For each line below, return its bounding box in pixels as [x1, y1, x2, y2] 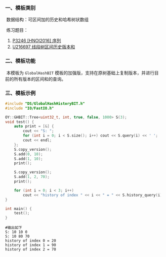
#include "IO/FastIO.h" [5, 106, 54, 111]
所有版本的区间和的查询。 [13, 76, 66, 82]
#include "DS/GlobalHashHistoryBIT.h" [5, 101, 85, 106]
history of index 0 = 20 [5, 238, 56, 244]
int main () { [5, 206, 32, 211]
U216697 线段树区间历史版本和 [12, 44, 76, 50]
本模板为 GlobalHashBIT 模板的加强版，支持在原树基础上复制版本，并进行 [6, 69, 155, 75]
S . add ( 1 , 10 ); [14, 156, 43, 161]
